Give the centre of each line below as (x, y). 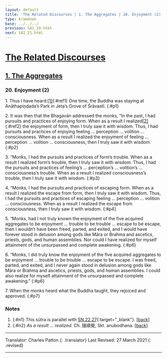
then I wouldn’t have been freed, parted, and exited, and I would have (76, 229)
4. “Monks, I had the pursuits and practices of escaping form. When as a (80, 187)
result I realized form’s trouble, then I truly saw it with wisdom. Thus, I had (81, 162)
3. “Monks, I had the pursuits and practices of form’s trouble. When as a (79, 157)
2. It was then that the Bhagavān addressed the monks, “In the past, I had (80, 115)
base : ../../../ (22, 24)
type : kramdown (21, 19)
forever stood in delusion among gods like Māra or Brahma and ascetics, (80, 234)
